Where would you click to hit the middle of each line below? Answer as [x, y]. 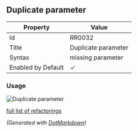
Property [37, 27]
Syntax [19, 57]
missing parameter [97, 57]
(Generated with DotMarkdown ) [46, 123]
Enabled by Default [37, 67]
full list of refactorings [34, 111]
